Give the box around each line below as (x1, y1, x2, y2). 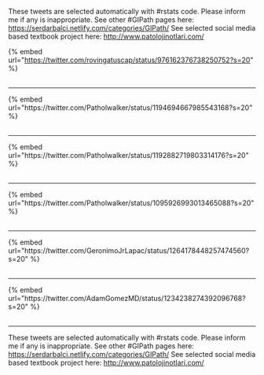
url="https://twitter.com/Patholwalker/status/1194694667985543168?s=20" (8, 103, 253, 112)
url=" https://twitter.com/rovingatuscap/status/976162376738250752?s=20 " (8, 55, 254, 64)
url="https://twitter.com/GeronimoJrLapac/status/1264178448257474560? (8, 246, 250, 255)
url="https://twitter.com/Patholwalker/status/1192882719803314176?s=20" (8, 151, 249, 160)
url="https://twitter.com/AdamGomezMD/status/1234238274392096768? (8, 294, 246, 303)
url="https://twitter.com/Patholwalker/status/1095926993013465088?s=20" (8, 198, 255, 208)
